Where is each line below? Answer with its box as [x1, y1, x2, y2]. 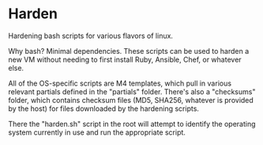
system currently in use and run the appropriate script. [8, 128, 186, 137]
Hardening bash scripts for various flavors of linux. [8, 31, 174, 40]
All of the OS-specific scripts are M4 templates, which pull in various [8, 78, 231, 88]
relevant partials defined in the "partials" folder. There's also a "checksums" [8, 86, 256, 96]
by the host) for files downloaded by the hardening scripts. [8, 104, 200, 113]
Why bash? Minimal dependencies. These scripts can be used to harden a [8, 46, 250, 55]
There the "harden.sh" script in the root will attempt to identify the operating [8, 119, 256, 128]
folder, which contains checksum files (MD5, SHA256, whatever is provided [8, 95, 254, 105]
